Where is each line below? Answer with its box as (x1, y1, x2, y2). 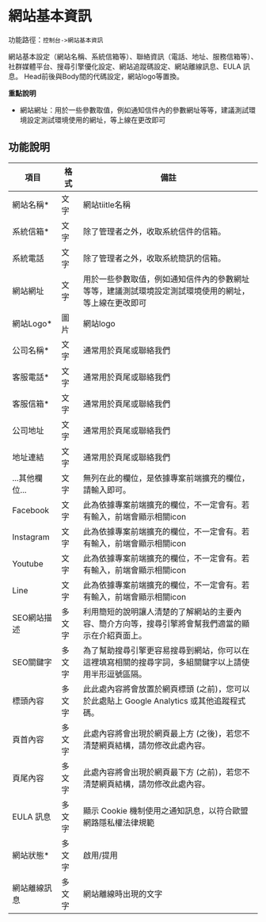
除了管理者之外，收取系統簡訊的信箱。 (82, 253, 226, 264)
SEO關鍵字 (12, 657, 53, 668)
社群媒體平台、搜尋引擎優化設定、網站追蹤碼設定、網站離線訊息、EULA (8, 61, 241, 71)
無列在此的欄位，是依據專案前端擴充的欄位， (82, 472, 250, 483)
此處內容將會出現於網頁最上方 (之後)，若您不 (82, 728, 251, 739)
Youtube (12, 558, 44, 569)
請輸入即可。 (82, 484, 131, 495)
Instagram (12, 531, 50, 543)
